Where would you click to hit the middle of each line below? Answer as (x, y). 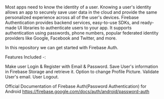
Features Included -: (25, 57)
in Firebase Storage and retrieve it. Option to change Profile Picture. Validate (82, 72)
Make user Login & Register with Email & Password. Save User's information (82, 66)
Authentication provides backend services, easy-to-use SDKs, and (72, 22)
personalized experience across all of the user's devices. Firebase (72, 17)
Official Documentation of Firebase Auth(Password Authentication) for (76, 86)
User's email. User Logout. (32, 77)
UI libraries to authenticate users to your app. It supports (75, 28)
